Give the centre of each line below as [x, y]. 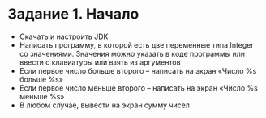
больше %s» [41, 79]
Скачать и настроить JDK [64, 36]
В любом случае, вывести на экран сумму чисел [104, 105]
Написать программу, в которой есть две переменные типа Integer [137, 44]
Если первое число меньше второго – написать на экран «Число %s [139, 88]
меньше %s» [42, 96]
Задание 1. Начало [73, 14]
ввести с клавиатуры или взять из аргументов [100, 62]
